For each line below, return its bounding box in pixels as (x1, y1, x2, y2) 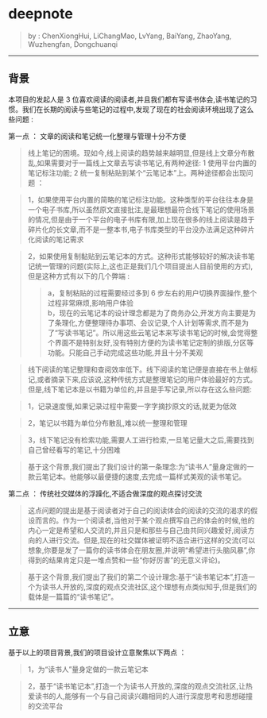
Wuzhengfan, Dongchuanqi (27, 39, 118, 48)
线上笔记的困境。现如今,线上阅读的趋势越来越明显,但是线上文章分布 (27, 148, 248, 157)
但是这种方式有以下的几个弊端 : (27, 271, 130, 280)
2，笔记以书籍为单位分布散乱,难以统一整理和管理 (27, 418, 188, 427)
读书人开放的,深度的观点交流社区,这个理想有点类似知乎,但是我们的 (41, 581, 257, 592)
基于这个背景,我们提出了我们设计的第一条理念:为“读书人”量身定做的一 (27, 461, 254, 471)
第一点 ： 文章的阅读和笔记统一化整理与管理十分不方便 (8, 131, 187, 141)
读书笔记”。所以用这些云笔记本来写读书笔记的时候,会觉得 (64, 327, 251, 338)
